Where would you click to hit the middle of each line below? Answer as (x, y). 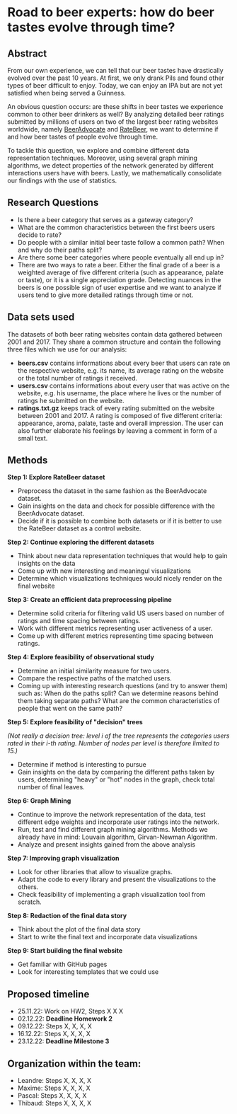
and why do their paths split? (60, 250)
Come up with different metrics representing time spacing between (115, 636)
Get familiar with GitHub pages (62, 964)
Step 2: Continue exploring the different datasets (81, 543)
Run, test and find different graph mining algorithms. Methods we (112, 830)
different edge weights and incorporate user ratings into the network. (118, 822)
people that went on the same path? (70, 709)
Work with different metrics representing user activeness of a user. (115, 628)
